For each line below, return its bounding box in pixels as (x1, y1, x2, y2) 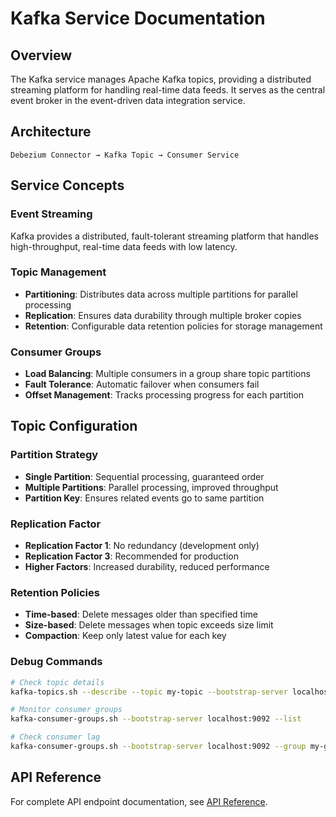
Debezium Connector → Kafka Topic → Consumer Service (10, 150, 240, 160)
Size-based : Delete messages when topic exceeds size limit (24, 619, 274, 631)
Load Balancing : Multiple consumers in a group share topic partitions (24, 368, 311, 380)
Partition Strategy (10, 448, 99, 462)
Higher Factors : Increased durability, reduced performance (24, 561, 270, 573)
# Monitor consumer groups (10, 705, 123, 715)
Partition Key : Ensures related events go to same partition (24, 492, 265, 504)
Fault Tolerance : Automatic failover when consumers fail (24, 378, 260, 391)
